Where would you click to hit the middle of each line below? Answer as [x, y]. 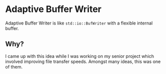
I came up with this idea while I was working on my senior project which [80, 56]
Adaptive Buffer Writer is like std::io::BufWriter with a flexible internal [79, 23]
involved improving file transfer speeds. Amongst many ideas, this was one [83, 61]
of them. [14, 66]
